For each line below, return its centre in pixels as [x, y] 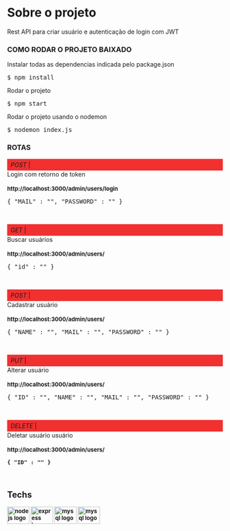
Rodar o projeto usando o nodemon [57, 117]
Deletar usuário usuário [40, 435]
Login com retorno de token [46, 174]
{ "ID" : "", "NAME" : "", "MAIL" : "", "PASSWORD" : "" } [108, 397]
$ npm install [31, 78]
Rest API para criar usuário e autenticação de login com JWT [93, 32]
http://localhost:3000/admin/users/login [63, 188]
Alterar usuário [28, 370]
